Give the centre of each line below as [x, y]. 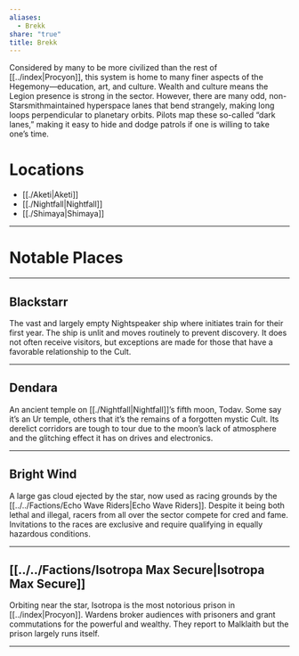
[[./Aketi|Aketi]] [50, 195]
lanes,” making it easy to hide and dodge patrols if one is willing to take [139, 125]
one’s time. [29, 134]
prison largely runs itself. [55, 634]
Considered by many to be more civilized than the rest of [113, 68]
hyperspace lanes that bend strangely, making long [181, 106]
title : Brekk [33, 42]
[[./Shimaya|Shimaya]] [63, 214]
